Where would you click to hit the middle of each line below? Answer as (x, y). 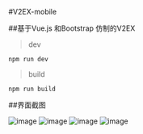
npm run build (32, 89)
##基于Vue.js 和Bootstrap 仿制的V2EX (72, 28)
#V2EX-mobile (33, 12)
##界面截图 (27, 105)
